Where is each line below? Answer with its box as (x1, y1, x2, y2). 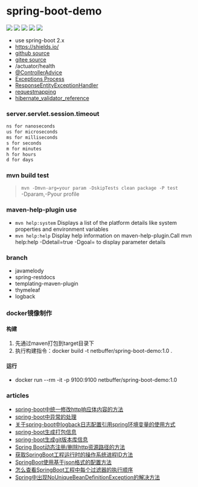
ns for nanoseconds (6, 123, 56, 129)
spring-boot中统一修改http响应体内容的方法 (14, 405, 124, 413)
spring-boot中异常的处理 (14, 413, 77, 421)
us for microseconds (6, 129, 59, 135)
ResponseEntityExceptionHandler (14, 82, 98, 89)
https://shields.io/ (14, 43, 59, 50)
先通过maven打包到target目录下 (14, 340, 95, 347)
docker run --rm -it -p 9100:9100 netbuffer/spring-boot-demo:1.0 (14, 376, 177, 383)
